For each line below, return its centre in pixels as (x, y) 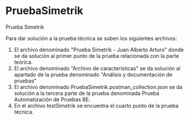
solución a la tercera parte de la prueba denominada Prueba (86, 93)
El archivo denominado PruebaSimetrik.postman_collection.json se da (98, 87)
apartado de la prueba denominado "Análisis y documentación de (93, 74)
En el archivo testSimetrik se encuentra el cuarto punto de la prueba (96, 105)
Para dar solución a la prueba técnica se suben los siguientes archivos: (91, 38)
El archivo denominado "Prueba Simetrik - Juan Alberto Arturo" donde (99, 49)
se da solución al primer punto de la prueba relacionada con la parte (96, 56)
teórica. (23, 62)
